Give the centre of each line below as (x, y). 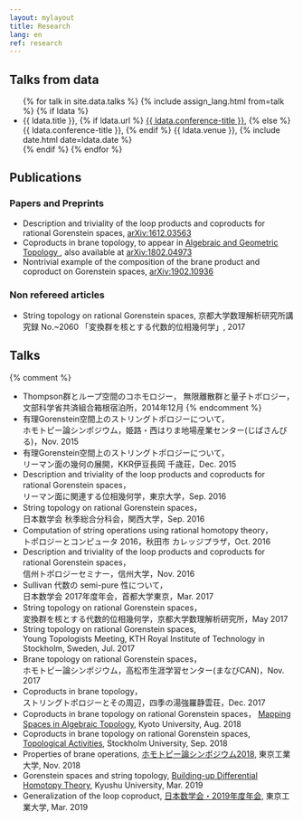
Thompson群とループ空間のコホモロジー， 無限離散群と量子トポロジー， (158, 396)
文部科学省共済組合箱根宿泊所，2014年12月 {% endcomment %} (142, 407)
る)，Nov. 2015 (51, 441)
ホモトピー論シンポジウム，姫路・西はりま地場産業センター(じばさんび (155, 429)
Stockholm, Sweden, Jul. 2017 (79, 648)
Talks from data (54, 79)
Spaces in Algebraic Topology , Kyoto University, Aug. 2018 (132, 723)
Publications (46, 178)
